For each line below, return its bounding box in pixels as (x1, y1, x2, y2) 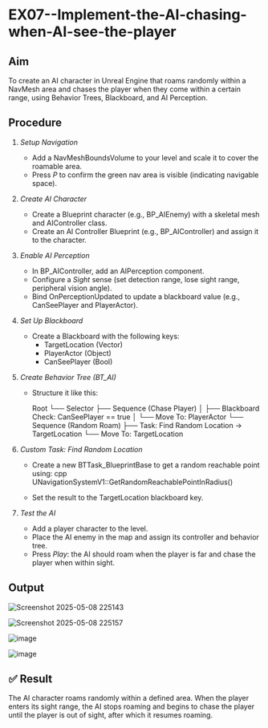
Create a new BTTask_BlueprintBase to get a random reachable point (31, 459, 260, 470)
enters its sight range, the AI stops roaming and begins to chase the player (8, 702, 255, 711)
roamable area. (31, 161, 83, 171)
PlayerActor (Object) (43, 348, 112, 358)
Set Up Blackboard (19, 315, 83, 326)
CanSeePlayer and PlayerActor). (31, 300, 139, 309)
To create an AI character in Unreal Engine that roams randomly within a (8, 76, 246, 85)
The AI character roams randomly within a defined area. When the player (8, 694, 250, 703)
